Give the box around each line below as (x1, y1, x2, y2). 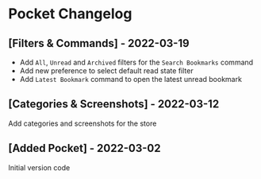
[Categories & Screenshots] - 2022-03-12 (8, 97, 220, 111)
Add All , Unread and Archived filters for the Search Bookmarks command (19, 57, 254, 67)
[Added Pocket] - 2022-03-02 (8, 142, 161, 155)
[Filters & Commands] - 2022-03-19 (8, 37, 190, 50)
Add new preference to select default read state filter (19, 66, 194, 76)
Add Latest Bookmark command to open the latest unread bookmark (19, 75, 242, 84)
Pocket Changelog (8, 5, 132, 23)
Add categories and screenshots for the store (8, 119, 157, 128)
